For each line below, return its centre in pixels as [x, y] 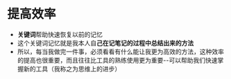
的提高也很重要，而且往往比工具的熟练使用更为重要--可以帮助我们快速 [117, 60]
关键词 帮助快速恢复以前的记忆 [60, 34]
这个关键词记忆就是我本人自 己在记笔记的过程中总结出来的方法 [105, 43]
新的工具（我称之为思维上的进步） [72, 69]
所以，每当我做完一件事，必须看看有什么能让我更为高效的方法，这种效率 [120, 52]
